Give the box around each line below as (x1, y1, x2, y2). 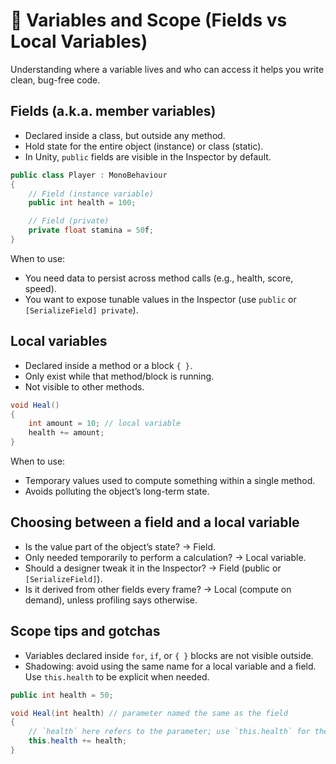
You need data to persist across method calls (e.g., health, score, (24, 272, 294, 284)
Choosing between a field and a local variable (10, 514, 300, 531)
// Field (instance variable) (28, 189, 155, 199)
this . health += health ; (28, 736, 128, 746)
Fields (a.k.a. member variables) (10, 103, 217, 120)
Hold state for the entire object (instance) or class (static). (24, 140, 264, 152)
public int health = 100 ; (28, 198, 137, 208)
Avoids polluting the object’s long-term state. (24, 485, 210, 498)
